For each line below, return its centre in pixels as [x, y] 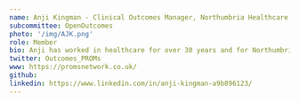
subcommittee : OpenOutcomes [61, 26]
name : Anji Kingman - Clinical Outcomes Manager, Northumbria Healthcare [149, 17]
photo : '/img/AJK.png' [51, 34]
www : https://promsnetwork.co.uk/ [73, 67]
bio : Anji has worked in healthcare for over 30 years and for [129, 51]
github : [24, 75]
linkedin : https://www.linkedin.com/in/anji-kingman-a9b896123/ [131, 83]
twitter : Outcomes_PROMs [55, 59]
